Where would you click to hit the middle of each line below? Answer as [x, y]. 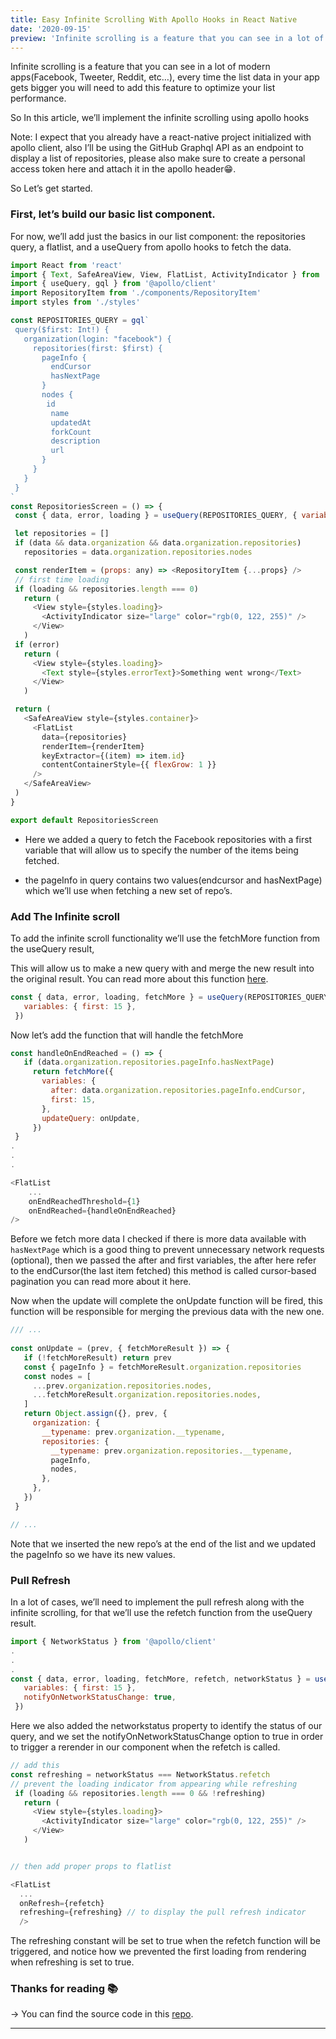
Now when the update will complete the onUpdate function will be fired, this [166, 1301]
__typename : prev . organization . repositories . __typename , [171, 1451]
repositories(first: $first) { [97, 348]
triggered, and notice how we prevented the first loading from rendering [158, 1952]
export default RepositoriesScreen [84, 820]
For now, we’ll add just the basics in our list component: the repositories [158, 236]
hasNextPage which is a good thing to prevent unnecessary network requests [167, 1250]
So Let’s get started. [51, 188]
